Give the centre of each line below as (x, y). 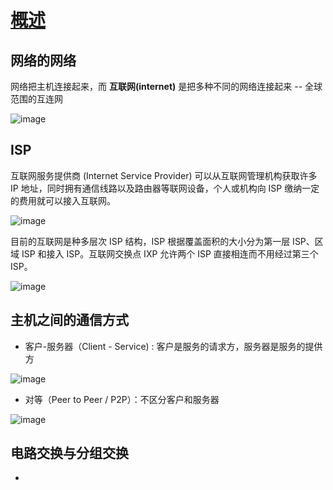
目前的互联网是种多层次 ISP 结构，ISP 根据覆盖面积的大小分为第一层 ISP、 (162, 241)
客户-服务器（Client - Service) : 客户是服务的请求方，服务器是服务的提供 (173, 346)
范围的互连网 (36, 99)
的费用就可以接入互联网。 (63, 200)
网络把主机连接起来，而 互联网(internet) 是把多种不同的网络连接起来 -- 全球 (166, 86)
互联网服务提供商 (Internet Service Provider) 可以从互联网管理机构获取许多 (164, 175)
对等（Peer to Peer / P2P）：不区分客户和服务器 (122, 399)
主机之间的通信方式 (69, 320)
